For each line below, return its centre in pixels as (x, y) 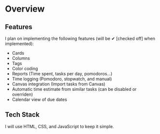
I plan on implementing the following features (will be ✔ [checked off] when (80, 38)
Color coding (25, 68)
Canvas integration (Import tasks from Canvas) (58, 84)
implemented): (19, 44)
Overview (25, 9)
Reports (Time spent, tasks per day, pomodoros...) (62, 74)
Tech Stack (22, 115)
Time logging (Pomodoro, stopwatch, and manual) (62, 79)
